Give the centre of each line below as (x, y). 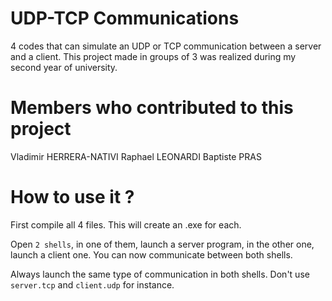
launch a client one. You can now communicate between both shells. (151, 254)
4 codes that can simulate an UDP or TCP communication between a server (166, 46)
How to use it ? (72, 197)
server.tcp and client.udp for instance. (92, 284)
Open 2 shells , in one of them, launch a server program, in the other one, (162, 244)
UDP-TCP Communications (125, 18)
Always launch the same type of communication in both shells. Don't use (160, 274)
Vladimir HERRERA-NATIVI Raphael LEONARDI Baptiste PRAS (136, 156)
